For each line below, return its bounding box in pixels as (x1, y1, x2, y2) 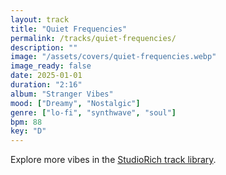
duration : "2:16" (10, 80, 83, 90)
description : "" (10, 42, 78, 53)
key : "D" (10, 126, 47, 136)
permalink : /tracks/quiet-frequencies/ (10, 33, 177, 43)
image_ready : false (10, 61, 92, 71)
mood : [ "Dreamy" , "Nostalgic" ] (10, 98, 141, 108)
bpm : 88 (10, 117, 43, 127)
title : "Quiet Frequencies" (10, 24, 128, 34)
